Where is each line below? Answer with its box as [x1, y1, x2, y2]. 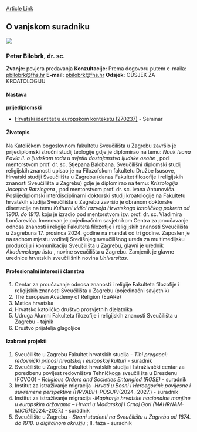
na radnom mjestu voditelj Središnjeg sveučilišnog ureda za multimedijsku [6, 235, 185, 242]
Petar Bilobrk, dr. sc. [6, 52, 66, 60]
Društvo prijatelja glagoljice [14, 324, 81, 331]
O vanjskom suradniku [6, 22, 90, 32]
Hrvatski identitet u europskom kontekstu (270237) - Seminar [14, 116, 163, 123]
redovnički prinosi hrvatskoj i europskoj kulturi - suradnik [14, 357, 152, 364]
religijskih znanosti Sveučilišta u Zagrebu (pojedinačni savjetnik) [14, 287, 169, 294]
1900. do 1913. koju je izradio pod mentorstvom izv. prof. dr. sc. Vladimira [6, 211, 182, 218]
